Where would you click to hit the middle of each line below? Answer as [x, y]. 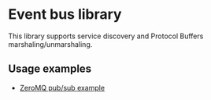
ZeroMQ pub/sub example [62, 87]
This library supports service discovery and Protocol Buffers [106, 36]
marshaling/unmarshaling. [50, 44]
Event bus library [65, 14]
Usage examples [50, 69]
